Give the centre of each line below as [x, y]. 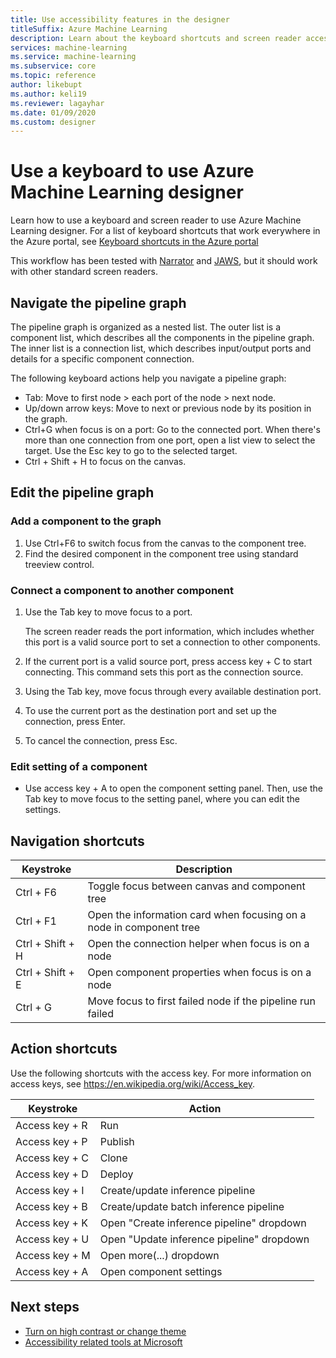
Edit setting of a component [79, 766]
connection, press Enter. [75, 721]
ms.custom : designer [53, 122]
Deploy [116, 1174]
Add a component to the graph [86, 521]
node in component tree [144, 928]
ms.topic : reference [53, 76]
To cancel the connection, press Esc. [101, 740]
